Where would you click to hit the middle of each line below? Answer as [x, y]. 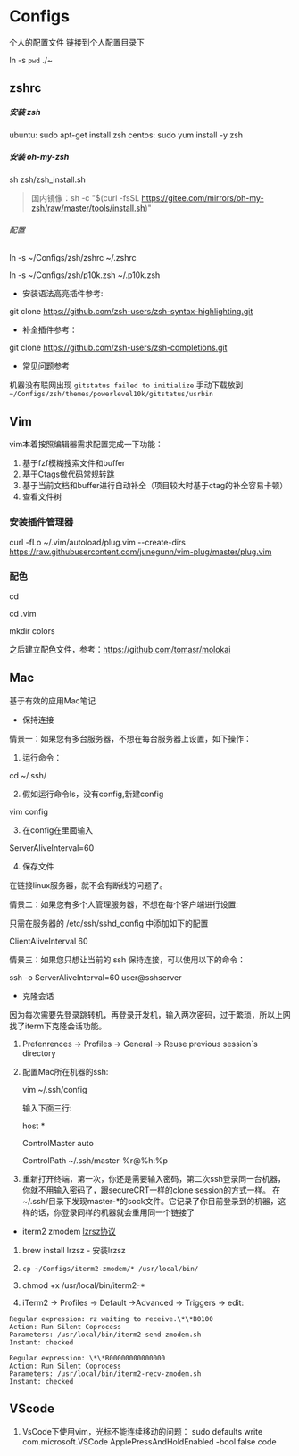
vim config [29, 811]
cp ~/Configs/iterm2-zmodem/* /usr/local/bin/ [110, 1269]
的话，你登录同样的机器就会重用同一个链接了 [112, 1212]
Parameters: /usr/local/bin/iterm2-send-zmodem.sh [105, 1335]
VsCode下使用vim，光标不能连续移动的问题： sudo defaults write [142, 1431]
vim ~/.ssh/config [54, 1089]
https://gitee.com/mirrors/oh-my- [203, 198]
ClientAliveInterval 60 [49, 941]
